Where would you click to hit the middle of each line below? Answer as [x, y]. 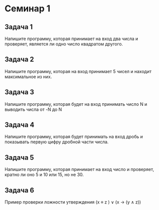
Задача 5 [19, 157]
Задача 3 [20, 92]
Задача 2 [19, 60]
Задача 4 [20, 125]
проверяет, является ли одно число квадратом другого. [64, 44]
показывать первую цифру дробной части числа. [57, 142]
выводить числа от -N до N [33, 109]
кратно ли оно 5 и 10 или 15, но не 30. [44, 175]
